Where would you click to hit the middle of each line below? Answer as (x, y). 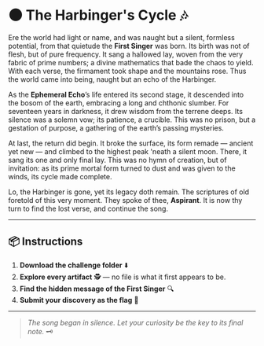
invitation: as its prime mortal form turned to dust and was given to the (122, 168)
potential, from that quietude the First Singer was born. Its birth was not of (129, 46)
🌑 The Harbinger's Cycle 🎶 (98, 15)
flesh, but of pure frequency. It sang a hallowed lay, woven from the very (126, 54)
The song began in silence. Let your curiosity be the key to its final (135, 322)
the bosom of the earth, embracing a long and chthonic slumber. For (119, 103)
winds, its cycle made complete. (60, 176)
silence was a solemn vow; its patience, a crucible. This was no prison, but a (132, 120)
